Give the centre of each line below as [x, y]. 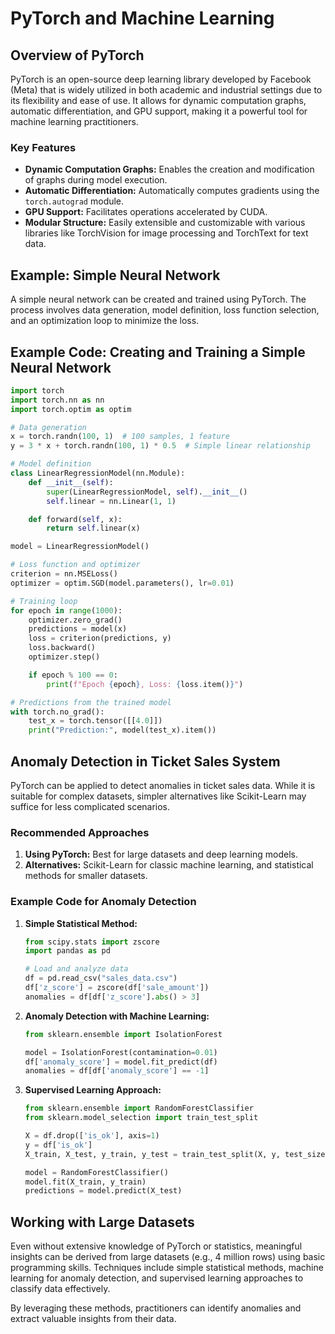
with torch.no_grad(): [57, 712]
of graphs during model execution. [96, 180]
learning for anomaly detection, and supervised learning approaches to [157, 1278]
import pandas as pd [67, 951]
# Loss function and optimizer [75, 565]
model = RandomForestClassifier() [96, 1172]
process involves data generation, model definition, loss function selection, [165, 310]
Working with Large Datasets [102, 1222]
